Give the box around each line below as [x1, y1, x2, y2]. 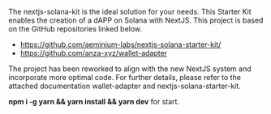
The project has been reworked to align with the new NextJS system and [8, 64, 252, 74]
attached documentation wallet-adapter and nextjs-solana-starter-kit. [8, 81, 241, 91]
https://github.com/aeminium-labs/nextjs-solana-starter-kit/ [19, 40, 222, 49]
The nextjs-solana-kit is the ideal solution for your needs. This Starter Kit [8, 7, 252, 16]
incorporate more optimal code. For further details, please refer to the [8, 73, 242, 82]
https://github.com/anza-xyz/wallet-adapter [19, 49, 168, 57]
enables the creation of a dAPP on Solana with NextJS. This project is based [8, 15, 264, 25]
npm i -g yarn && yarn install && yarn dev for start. [8, 97, 180, 106]
